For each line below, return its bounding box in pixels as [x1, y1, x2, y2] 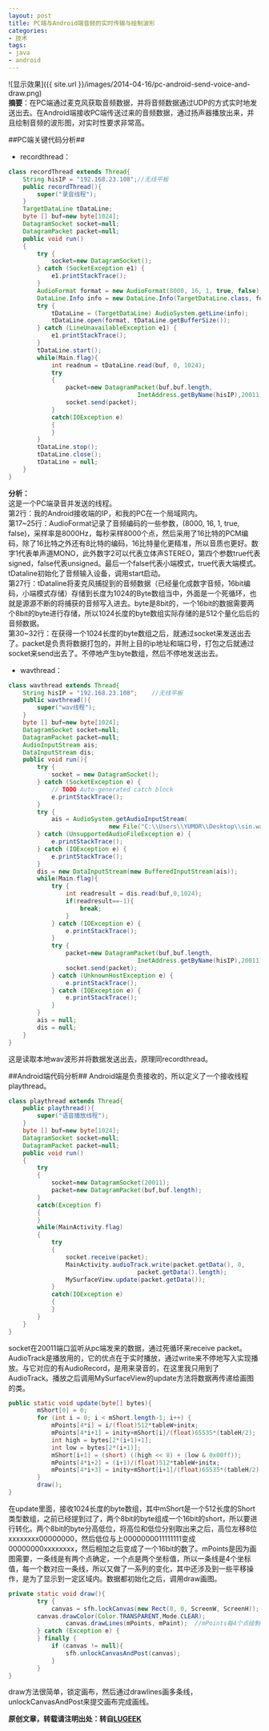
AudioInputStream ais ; [22, 741, 98, 749]
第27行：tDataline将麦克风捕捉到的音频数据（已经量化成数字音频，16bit [8, 578, 244, 588]
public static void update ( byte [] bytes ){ [8, 1399, 152, 1407]
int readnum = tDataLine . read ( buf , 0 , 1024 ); [50, 361, 206, 369]
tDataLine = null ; [37, 458, 98, 466]
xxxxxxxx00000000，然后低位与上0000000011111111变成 [8, 1533, 196, 1543]
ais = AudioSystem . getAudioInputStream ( [50, 815, 188, 823]
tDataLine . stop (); [37, 443, 98, 451]
